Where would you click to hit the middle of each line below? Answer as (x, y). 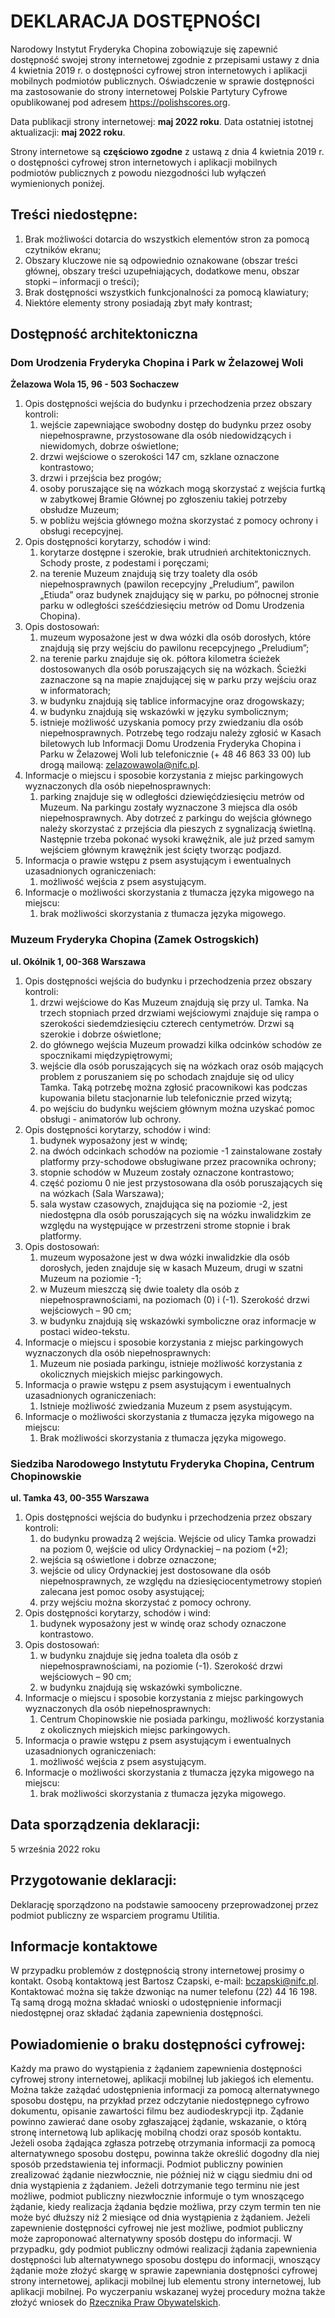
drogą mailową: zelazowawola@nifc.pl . (120, 765)
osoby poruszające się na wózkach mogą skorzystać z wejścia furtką (182, 489)
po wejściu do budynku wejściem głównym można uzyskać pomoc (177, 1108)
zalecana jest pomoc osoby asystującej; (122, 1592)
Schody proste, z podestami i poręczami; (124, 563)
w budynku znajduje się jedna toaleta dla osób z (139, 1656)
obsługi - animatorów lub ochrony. (110, 1119)
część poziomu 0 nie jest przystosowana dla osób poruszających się (181, 1182)
